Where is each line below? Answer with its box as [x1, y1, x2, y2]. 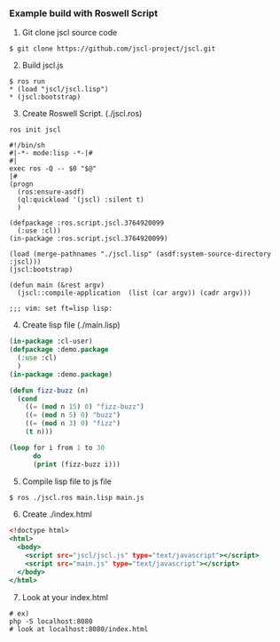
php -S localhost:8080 [9, 616, 93, 626]
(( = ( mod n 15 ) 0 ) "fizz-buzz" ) [25, 402, 144, 411]
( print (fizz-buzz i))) [32, 460, 121, 469]
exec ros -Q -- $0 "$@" [9, 164, 97, 173]
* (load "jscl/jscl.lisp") [9, 85, 109, 94]
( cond [17, 394, 38, 403]
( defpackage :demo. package [9, 345, 109, 354]
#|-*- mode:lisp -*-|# [9, 149, 93, 158]
